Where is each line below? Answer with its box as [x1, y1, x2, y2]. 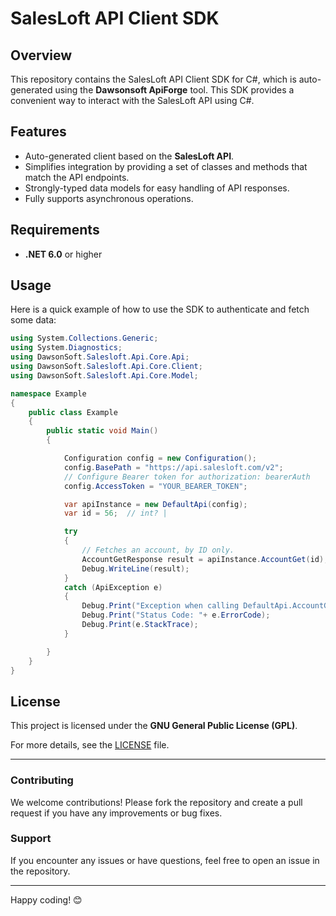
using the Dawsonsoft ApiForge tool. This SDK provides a [54, 84, 295, 96]
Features [10, 123, 67, 141]
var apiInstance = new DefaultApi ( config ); [63, 499, 248, 509]
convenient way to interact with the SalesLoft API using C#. [10, 95, 255, 106]
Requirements [10, 222, 100, 239]
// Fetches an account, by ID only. [81, 545, 235, 556]
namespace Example [10, 388, 87, 399]
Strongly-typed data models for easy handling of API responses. [24, 182, 290, 194]
